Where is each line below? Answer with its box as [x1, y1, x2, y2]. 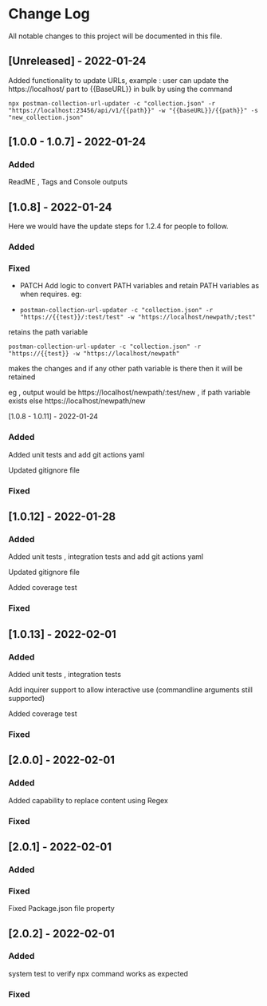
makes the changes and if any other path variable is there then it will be [8, 364, 243, 374]
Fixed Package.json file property [8, 904, 116, 913]
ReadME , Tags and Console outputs [8, 177, 128, 187]
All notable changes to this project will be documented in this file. [8, 31, 223, 41]
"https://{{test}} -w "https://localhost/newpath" [8, 350, 180, 358]
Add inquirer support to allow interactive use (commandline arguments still [8, 684, 253, 695]
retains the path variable [8, 327, 88, 337]
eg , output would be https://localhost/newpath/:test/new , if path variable [8, 388, 251, 398]
